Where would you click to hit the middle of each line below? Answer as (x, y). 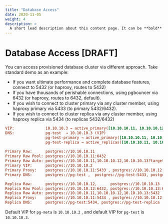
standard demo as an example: (37, 72)
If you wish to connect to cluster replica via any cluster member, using (85, 114)
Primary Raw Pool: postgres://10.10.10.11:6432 (56, 156)
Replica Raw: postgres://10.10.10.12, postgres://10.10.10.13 (82, 184)
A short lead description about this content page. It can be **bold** (86, 28)
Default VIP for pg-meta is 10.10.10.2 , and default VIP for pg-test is (75, 212)
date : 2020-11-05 (23, 14)
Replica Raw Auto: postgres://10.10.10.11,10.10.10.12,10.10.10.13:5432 (82, 193)
